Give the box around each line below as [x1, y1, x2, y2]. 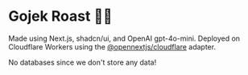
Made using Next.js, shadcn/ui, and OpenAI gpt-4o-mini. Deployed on [8, 34, 240, 43]
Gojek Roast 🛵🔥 [8, 7, 113, 26]
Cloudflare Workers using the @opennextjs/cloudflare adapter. [8, 41, 216, 51]
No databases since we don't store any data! [8, 57, 157, 67]
